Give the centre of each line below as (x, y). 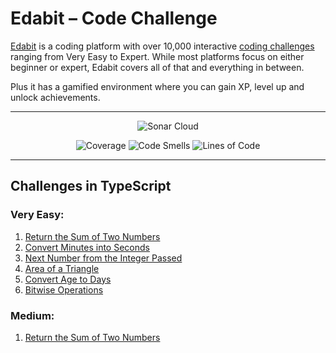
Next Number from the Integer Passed (103, 258)
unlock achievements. (55, 97)
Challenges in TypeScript (91, 186)
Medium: (32, 315)
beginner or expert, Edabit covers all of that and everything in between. (157, 67)
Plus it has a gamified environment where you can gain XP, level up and (157, 86)
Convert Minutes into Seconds (87, 247)
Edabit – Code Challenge (114, 18)
